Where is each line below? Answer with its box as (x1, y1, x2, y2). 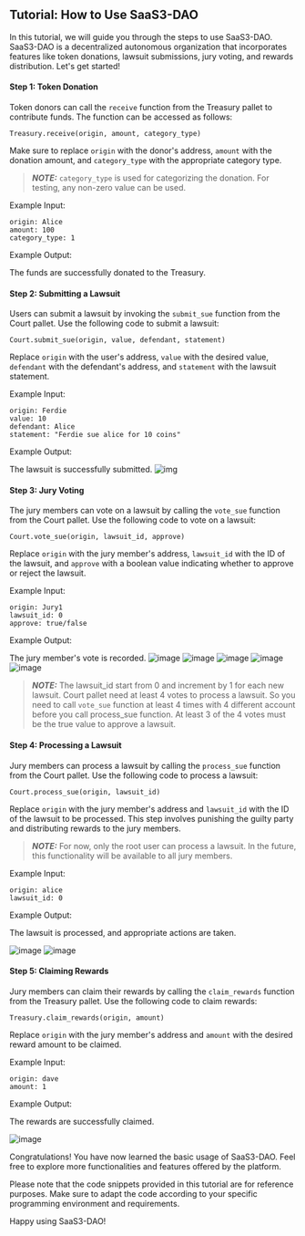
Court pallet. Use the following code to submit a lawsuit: (9, 318, 219, 329)
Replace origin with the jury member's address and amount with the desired (9, 1029, 293, 1040)
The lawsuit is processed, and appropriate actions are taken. (9, 927, 237, 938)
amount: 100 (9, 225, 55, 235)
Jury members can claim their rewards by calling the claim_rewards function (9, 985, 295, 997)
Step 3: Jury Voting (9, 484, 85, 495)
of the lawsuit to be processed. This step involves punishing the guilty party (9, 813, 294, 824)
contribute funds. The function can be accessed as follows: (9, 111, 233, 122)
